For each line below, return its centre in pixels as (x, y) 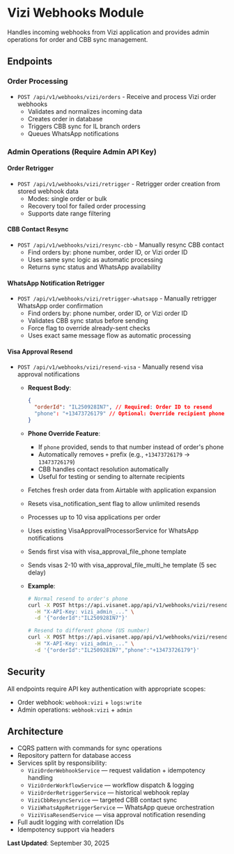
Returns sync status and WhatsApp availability (94, 267)
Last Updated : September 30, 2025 (58, 843)
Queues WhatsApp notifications (73, 133)
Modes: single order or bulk (67, 198)
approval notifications (48, 374)
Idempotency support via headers (66, 830)
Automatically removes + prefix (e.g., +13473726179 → (114, 454)
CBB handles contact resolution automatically (103, 469)
